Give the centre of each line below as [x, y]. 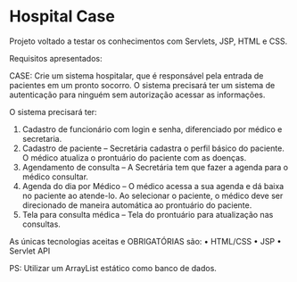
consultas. [41, 224]
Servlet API [30, 251]
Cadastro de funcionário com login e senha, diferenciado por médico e [152, 129]
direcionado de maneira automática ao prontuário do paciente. [137, 205]
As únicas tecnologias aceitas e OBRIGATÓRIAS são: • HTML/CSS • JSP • [145, 241]
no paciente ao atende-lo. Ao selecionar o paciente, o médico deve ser [153, 195]
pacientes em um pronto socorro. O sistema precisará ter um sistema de [142, 85]
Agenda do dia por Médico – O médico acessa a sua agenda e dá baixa [153, 186]
